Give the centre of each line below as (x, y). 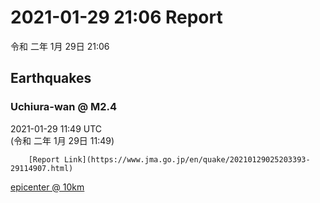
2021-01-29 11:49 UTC (56, 128)
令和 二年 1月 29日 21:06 (60, 46)
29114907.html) (42, 168)
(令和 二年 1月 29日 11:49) (62, 140)
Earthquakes (51, 78)
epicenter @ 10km (47, 187)
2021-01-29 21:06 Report (116, 17)
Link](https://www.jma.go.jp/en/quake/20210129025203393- (187, 159)
